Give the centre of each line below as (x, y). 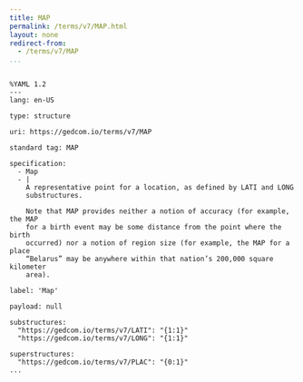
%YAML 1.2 (28, 84)
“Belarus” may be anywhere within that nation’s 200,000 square (150, 260)
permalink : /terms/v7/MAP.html (68, 26)
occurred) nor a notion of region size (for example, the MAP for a (158, 243)
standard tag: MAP (44, 148)
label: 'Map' (34, 291)
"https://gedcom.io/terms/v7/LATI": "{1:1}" (103, 331)
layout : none (34, 34)
